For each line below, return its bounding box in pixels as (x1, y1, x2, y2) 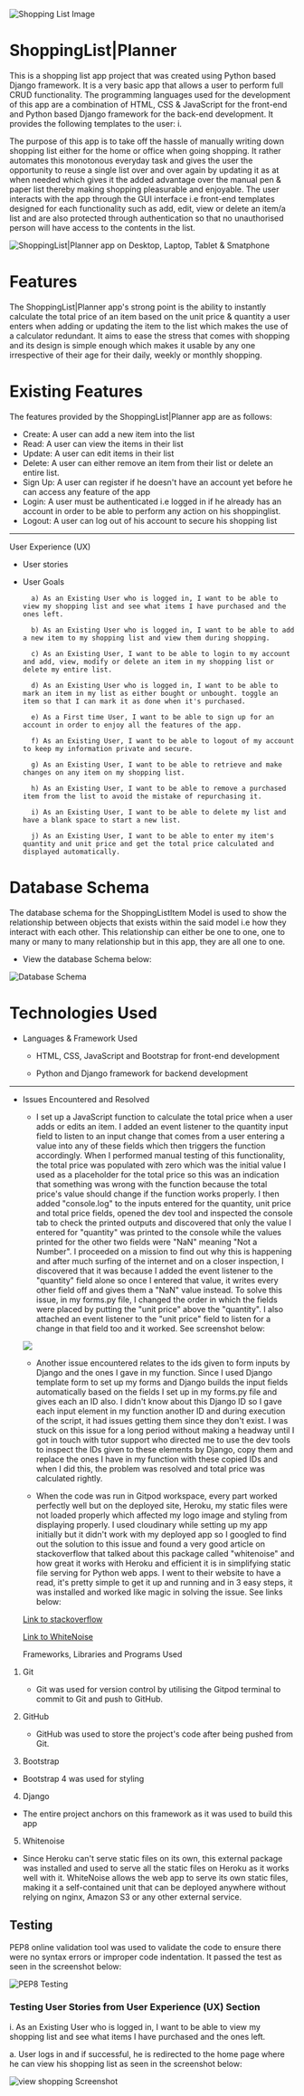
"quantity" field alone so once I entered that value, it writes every (35, 1274, 279, 1285)
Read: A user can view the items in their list (22, 438, 184, 449)
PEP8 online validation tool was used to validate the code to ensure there (9, 1941, 282, 1952)
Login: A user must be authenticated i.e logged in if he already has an (22, 496, 282, 507)
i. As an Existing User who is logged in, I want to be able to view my (9, 2021, 261, 2032)
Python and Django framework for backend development (35, 1068, 249, 1079)
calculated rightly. (35, 1472, 103, 1483)
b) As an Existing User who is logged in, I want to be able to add (31, 625, 295, 634)
